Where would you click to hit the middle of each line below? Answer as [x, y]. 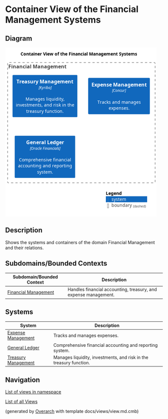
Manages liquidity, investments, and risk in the [101, 357]
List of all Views [21, 401]
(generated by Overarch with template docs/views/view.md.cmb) [72, 411]
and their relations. [24, 248]
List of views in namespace [33, 392]
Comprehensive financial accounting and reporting [105, 345]
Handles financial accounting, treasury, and [112, 290]
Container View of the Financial [72, 9]
